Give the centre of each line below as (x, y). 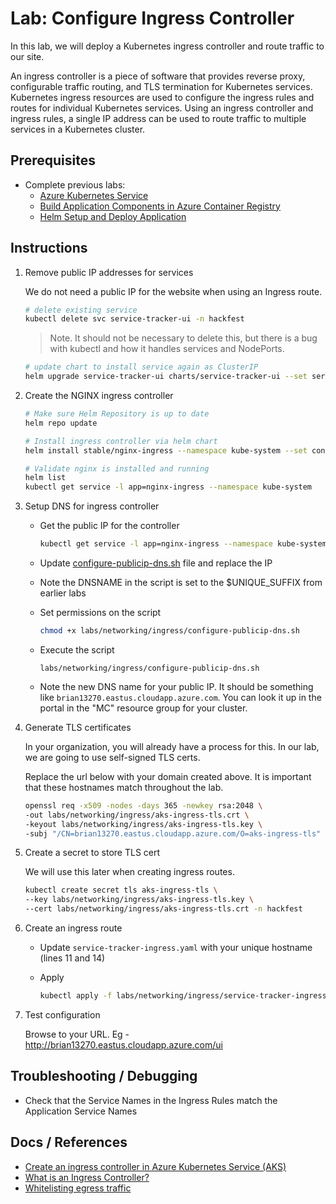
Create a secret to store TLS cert (92, 853)
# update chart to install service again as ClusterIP (141, 367)
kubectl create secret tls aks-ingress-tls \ (121, 890)
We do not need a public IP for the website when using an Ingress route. (173, 291)
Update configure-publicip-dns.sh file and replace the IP (156, 563)
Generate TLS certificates (78, 727)
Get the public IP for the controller (109, 526)
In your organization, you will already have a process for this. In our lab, (172, 746)
